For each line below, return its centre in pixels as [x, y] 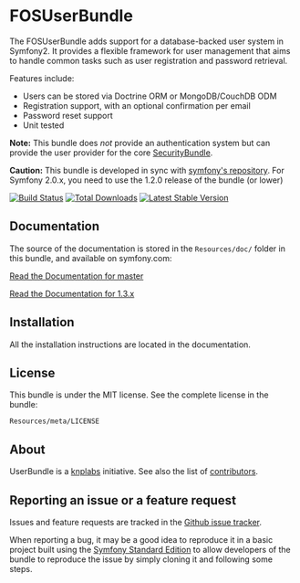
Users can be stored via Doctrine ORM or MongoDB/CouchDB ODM [150, 96]
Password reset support [68, 115]
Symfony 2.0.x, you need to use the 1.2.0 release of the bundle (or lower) [146, 180]
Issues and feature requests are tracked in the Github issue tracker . [136, 522]
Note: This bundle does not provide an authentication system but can [140, 143]
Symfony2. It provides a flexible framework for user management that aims [150, 50]
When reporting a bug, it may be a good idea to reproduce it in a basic [141, 540]
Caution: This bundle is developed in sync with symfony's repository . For [147, 170]
